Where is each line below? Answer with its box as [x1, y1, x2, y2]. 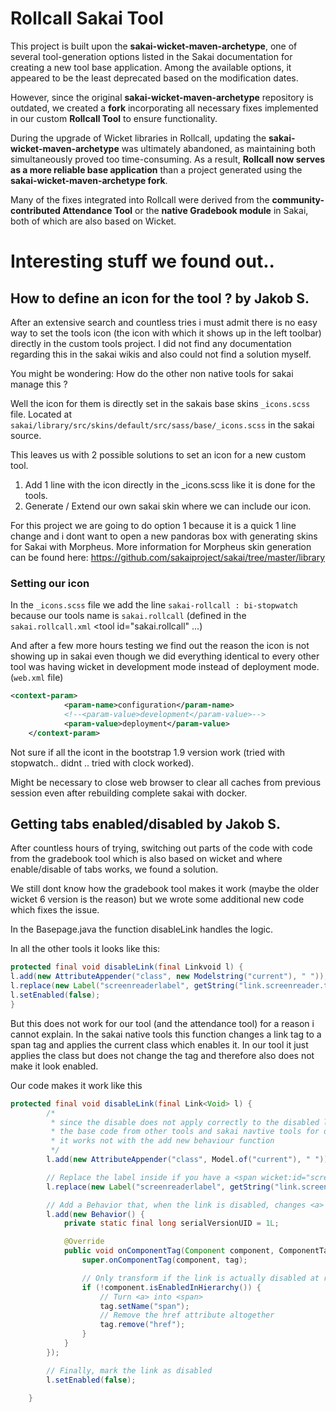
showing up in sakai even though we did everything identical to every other [10, 650, 320, 662]
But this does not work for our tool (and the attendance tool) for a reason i [10, 1017, 315, 1029]
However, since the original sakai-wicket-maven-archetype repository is [10, 91, 314, 103]
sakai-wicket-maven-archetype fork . [10, 174, 168, 186]
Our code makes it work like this [10, 1079, 143, 1091]
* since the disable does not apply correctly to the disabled [50, 1117, 320, 1127]
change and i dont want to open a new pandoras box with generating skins [10, 530, 318, 542]
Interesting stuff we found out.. [10, 250, 275, 273]
